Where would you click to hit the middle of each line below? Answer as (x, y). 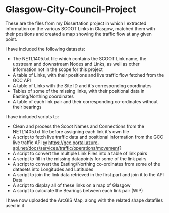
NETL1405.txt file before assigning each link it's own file (71, 131)
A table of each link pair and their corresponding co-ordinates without (85, 101)
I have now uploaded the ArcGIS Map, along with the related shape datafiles (84, 200)
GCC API (22, 80)
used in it (15, 205)
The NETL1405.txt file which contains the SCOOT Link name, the (79, 58)
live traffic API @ (30, 143)
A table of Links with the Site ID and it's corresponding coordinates (82, 85)
